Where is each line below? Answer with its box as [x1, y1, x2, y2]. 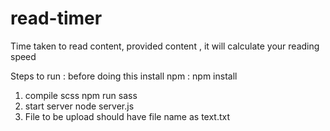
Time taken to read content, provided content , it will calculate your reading [10, 40, 320, 52]
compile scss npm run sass [24, 89, 138, 101]
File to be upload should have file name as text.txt [24, 110, 231, 122]
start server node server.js [24, 100, 135, 112]
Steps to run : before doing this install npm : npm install [10, 70, 238, 82]
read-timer [10, 7, 103, 30]
